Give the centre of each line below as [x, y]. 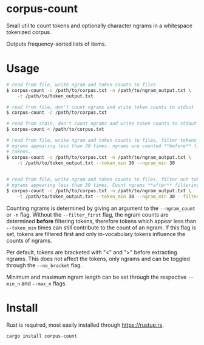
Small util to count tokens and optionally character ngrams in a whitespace [100, 26]
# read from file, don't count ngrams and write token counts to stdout [100, 107]
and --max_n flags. [44, 283]
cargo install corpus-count [42, 336]
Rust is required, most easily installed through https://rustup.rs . [85, 325]
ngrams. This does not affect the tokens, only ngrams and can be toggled [98, 259]
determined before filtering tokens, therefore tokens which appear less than [101, 221]
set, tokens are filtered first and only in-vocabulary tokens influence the [96, 234]
